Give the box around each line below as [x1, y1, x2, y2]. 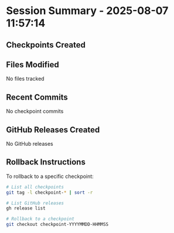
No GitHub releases [6, 141, 54, 148]
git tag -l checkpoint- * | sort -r [6, 189, 93, 196]
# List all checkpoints [6, 184, 64, 190]
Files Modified [6, 60, 60, 70]
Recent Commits [6, 92, 69, 102]
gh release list [6, 205, 46, 211]
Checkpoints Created [6, 40, 86, 50]
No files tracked [6, 75, 45, 83]
